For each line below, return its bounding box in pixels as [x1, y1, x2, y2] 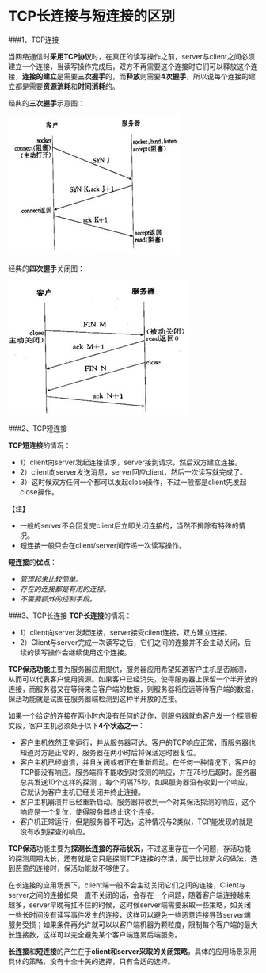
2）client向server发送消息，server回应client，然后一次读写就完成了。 [19, 467, 248, 476]
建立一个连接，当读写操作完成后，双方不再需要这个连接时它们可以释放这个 [8, 61, 251, 71]
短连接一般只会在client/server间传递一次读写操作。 [19, 540, 186, 550]
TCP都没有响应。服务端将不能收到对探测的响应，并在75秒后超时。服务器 [19, 767, 257, 776]
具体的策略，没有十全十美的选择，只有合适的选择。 [8, 956, 175, 966]
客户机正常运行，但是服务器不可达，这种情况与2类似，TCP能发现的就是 [19, 817, 253, 826]
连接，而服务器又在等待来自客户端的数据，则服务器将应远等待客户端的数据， [8, 684, 258, 693]
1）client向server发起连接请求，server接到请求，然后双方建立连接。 [19, 457, 242, 467]
